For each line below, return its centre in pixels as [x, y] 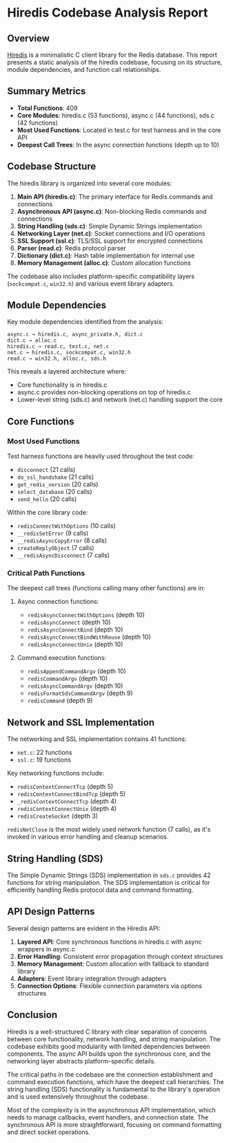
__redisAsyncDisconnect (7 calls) [63, 556]
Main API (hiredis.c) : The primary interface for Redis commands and [115, 196]
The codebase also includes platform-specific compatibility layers [101, 276]
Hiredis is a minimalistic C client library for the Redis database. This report [112, 55]
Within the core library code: [48, 513]
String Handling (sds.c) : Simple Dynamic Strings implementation [109, 226]
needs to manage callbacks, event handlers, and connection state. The [108, 1117]
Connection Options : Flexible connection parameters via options [109, 986]
